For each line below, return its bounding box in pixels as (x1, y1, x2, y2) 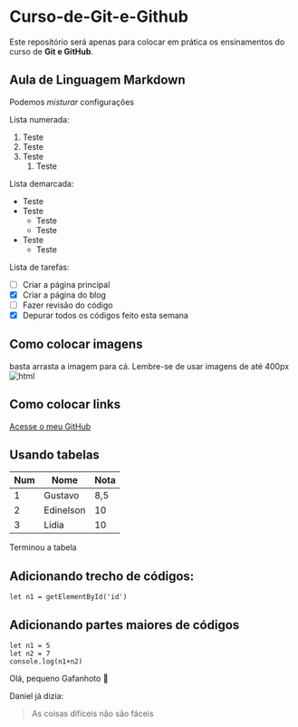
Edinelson (43, 504, 86, 516)
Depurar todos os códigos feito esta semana (22, 309, 188, 320)
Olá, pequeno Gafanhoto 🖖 (9, 673, 109, 684)
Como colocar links (9, 397, 120, 412)
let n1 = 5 (9, 642, 51, 651)
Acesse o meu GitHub (9, 420, 91, 432)
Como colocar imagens (9, 337, 143, 352)
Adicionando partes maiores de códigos (9, 617, 240, 633)
